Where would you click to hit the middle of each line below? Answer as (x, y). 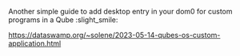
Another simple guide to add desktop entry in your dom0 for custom (120, 11)
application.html (35, 43)
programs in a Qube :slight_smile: (63, 20)
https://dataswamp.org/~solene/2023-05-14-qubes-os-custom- (114, 35)
